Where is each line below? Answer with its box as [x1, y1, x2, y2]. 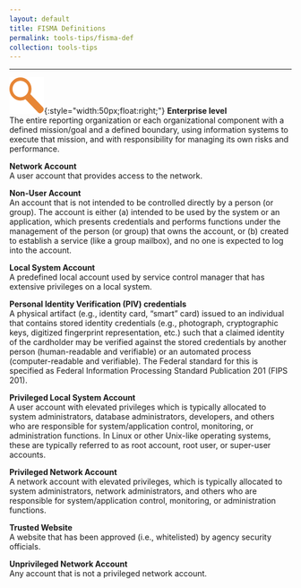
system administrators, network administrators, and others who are [9, 486, 257, 497]
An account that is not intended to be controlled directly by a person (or [9, 197, 274, 208]
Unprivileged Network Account [9, 558, 128, 569]
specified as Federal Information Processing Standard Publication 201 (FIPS [9, 366, 288, 376]
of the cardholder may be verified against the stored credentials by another [9, 337, 287, 348]
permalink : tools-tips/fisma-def [9, 33, 134, 42]
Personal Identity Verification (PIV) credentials [9, 298, 187, 309]
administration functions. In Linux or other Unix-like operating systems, [9, 430, 271, 441]
